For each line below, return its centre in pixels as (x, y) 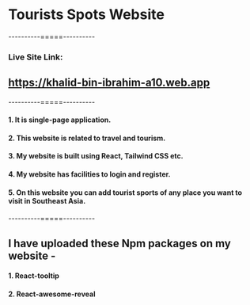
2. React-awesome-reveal (52, 294)
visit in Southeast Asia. (47, 200)
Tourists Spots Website (86, 15)
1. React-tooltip (34, 276)
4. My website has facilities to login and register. (90, 174)
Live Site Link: (36, 57)
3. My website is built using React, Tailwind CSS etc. (96, 156)
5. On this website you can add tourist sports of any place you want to (125, 193)
